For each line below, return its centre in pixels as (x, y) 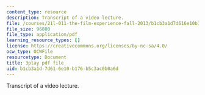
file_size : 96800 (28, 29)
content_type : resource (37, 12)
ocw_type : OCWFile (30, 52)
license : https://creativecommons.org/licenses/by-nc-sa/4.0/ (87, 46)
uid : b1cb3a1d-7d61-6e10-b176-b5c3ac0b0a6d (63, 69)
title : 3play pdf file (35, 63)
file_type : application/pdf (42, 35)
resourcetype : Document (37, 57)
